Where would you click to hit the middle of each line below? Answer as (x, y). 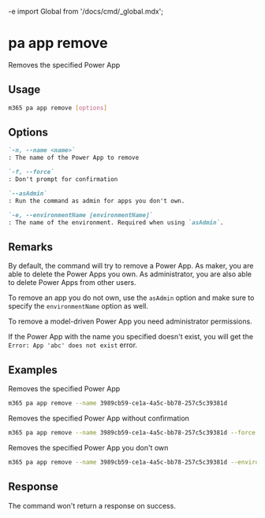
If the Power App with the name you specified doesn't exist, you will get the (131, 337)
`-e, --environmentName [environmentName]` (81, 215)
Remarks (31, 247)
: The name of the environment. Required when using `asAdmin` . (116, 222)
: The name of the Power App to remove (74, 158)
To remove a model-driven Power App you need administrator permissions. (130, 321)
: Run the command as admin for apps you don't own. (97, 201)
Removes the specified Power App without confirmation (99, 418)
